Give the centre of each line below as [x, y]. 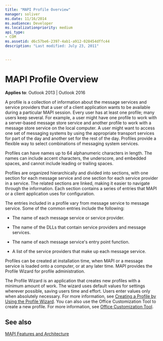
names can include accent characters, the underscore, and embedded [76, 158]
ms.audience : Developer [29, 23]
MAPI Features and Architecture [37, 334]
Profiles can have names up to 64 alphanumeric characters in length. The [79, 153]
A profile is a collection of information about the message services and [76, 102]
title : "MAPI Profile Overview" [38, 10]
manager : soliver [23, 14]
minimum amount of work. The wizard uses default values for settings [75, 286]
